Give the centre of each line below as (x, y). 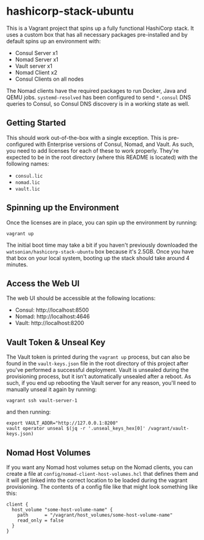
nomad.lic (28, 182)
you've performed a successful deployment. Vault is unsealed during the (97, 370)
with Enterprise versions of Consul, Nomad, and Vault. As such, (114, 144)
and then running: (29, 412)
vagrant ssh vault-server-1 (42, 401)
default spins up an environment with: (54, 41)
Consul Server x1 (36, 53)
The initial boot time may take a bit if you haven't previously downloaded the (102, 245)
